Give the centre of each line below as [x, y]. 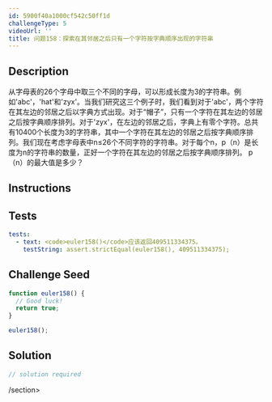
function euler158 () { [47, 293]
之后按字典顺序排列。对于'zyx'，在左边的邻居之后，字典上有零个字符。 [126, 122]
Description [38, 71]
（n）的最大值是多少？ [46, 163]
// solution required [45, 374]
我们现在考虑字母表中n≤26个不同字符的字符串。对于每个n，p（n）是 [137, 142]
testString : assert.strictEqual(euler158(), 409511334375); [126, 250]
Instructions [40, 188]
